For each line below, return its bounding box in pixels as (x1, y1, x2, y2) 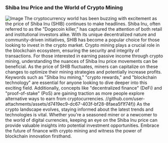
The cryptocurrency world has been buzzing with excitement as (24, 16, 157, 22)
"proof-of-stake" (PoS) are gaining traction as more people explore (5, 90, 145, 97)
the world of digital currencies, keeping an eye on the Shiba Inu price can (5, 117, 158, 123)
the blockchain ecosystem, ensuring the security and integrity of (5, 47, 140, 54)
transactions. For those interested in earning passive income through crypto (5, 53, 163, 59)
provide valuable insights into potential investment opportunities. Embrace (5, 122, 159, 128)
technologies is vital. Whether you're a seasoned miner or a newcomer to (5, 112, 157, 118)
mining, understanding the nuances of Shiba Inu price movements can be (5, 58, 158, 64)
